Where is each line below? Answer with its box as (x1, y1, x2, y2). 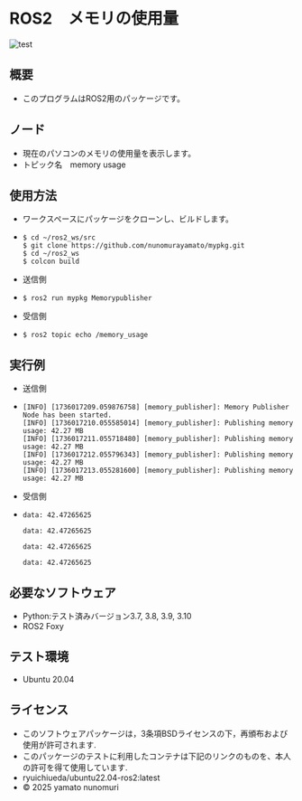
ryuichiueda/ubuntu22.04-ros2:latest (22, 772, 160, 783)
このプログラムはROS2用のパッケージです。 (22, 92, 185, 104)
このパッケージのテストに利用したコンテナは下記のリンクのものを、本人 (22, 750, 291, 761)
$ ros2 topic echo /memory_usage (22, 331, 149, 340)
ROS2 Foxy (22, 621, 65, 631)
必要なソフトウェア (9, 585, 116, 600)
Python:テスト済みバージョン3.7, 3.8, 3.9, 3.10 (22, 611, 192, 621)
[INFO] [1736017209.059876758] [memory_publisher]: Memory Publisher (22, 403, 290, 412)
